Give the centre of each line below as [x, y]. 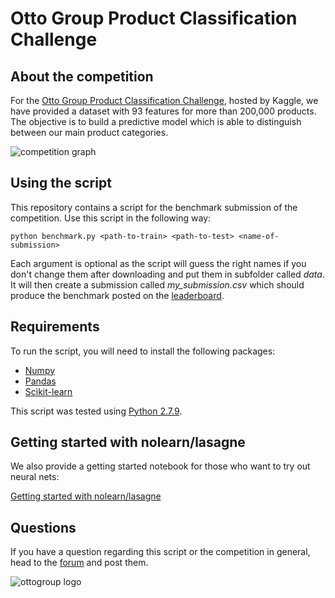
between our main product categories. [89, 132]
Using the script [61, 183]
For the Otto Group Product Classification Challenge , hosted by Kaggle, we [164, 100]
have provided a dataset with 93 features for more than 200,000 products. [163, 111]
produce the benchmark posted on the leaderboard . [117, 295]
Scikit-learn [48, 391]
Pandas [40, 381]
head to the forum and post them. [79, 563]
